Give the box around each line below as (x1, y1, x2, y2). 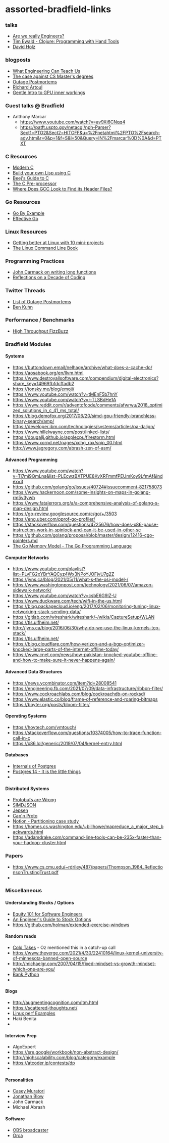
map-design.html (12, 506, 48, 512)
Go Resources (5, 199, 40, 206)
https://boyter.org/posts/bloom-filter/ (12, 701, 90, 707)
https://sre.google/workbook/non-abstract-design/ (12, 1049, 119, 1055)
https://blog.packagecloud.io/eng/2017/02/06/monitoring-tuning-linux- (12, 603, 160, 610)
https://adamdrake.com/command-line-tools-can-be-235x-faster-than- (12, 834, 162, 840)
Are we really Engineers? (12, 33, 65, 39)
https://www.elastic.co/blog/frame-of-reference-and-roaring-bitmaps (12, 696, 158, 702)
